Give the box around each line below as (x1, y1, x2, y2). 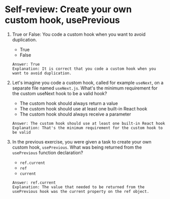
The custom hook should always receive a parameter (19, 111, 131, 117)
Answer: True (12, 62, 40, 67)
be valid (12, 130, 31, 135)
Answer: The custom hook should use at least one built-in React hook (12, 121, 165, 126)
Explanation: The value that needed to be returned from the (12, 184, 145, 189)
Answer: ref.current (12, 180, 56, 185)
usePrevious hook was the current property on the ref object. (12, 189, 150, 194)
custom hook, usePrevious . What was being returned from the (12, 144, 142, 150)
